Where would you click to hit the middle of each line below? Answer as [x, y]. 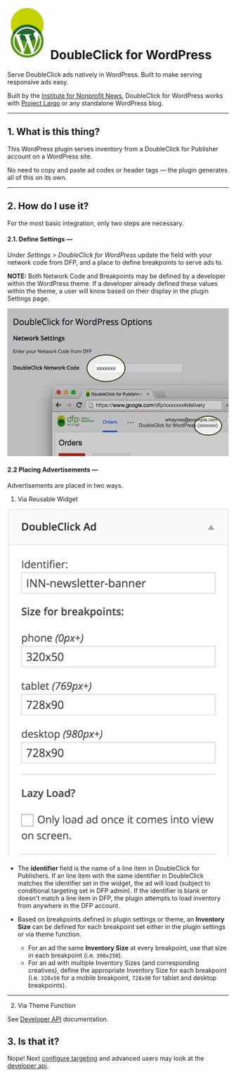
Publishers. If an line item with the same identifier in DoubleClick [110, 876]
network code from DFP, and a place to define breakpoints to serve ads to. [115, 262]
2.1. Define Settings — [40, 239]
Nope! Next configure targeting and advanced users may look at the [106, 1059]
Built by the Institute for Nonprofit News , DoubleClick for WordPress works [115, 95]
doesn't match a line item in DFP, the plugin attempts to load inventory [119, 898]
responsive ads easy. [38, 82]
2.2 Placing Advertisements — [53, 470]
